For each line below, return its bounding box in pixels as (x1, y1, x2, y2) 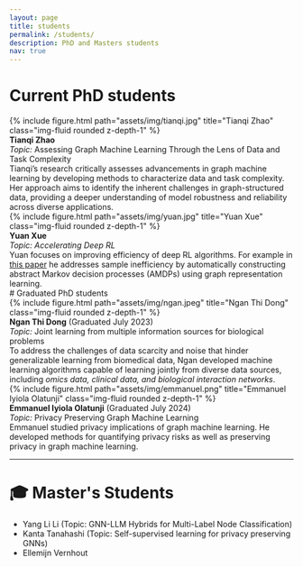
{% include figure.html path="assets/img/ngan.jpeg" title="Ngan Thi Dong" (9, 297, 289, 308)
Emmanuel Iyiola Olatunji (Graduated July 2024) (9, 403, 191, 414)
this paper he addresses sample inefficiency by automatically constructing (9, 259, 286, 270)
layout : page (9, 13, 59, 23)
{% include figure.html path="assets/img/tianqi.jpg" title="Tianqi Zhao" (9, 115, 274, 126)
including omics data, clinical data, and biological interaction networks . (9, 374, 276, 385)
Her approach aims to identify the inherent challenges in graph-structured (9, 182, 284, 194)
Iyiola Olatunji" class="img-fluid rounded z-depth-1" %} (9, 393, 216, 404)
